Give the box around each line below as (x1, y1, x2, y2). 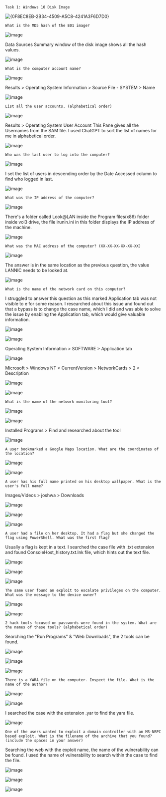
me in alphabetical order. (5, 133, 56, 139)
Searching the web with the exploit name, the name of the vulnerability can (5, 747, 159, 753)
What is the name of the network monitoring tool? (5, 399, 112, 404)
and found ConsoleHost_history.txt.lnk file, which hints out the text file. (5, 549, 150, 555)
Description (5, 370, 29, 376)
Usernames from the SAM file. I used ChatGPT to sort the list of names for (5, 128, 157, 133)
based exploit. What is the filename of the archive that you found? (5, 734, 153, 739)
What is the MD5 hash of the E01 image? (5, 23, 90, 28)
